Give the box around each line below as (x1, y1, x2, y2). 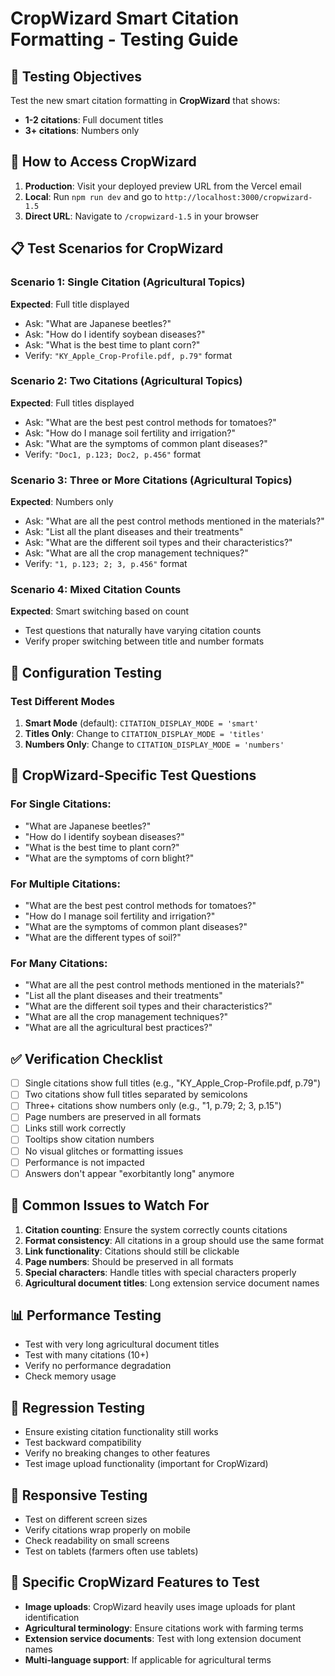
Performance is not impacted (24, 1156, 145, 1168)
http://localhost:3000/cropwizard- (164, 192, 313, 202)
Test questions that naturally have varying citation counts (24, 625, 262, 637)
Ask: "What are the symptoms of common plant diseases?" (24, 437, 268, 449)
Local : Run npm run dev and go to (24, 190, 163, 202)
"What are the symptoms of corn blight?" (24, 852, 195, 864)
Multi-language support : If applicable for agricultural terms (24, 1653, 272, 1666)
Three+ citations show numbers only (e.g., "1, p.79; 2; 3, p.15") (24, 1100, 282, 1112)
